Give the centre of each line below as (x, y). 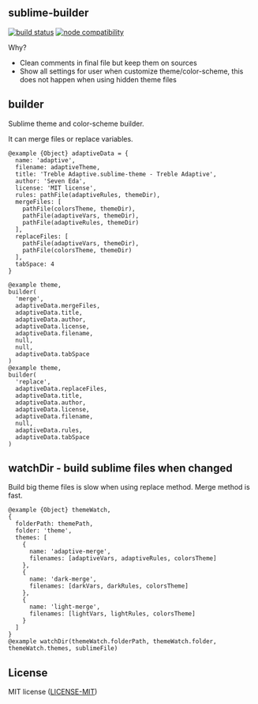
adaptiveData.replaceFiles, (62, 388)
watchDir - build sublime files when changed (120, 469)
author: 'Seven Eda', (51, 181)
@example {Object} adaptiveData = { (68, 153)
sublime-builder (49, 13)
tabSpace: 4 (35, 264)
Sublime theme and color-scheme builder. (76, 123)
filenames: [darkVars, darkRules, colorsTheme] (109, 586)
